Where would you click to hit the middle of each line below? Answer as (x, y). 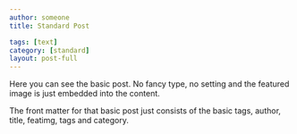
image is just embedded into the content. (85, 94)
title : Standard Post (50, 26)
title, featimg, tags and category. (69, 121)
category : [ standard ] (50, 50)
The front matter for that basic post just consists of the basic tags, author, (145, 111)
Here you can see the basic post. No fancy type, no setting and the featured (149, 84)
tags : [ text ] (34, 42)
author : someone (39, 17)
